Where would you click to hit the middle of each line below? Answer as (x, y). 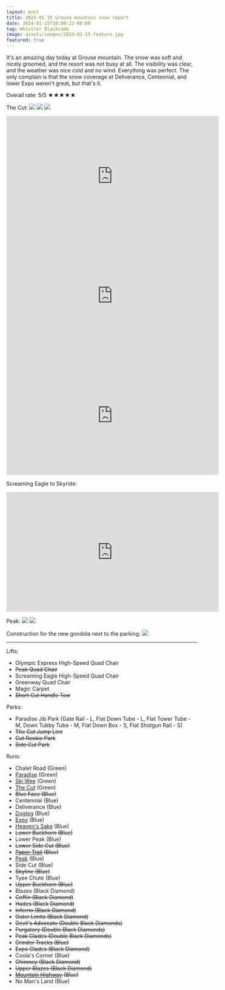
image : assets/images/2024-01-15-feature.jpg (65, 35)
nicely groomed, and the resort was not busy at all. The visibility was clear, (99, 64)
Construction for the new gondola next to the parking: (73, 634)
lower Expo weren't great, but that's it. (54, 83)
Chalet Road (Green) (41, 768)
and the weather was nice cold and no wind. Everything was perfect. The (98, 70)
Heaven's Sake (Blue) (42, 826)
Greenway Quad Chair (43, 682)
